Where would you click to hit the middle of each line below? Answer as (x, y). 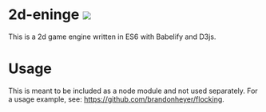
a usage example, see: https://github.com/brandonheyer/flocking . (117, 99)
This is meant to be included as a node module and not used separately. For (133, 91)
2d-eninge (44, 15)
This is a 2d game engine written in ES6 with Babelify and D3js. (112, 37)
